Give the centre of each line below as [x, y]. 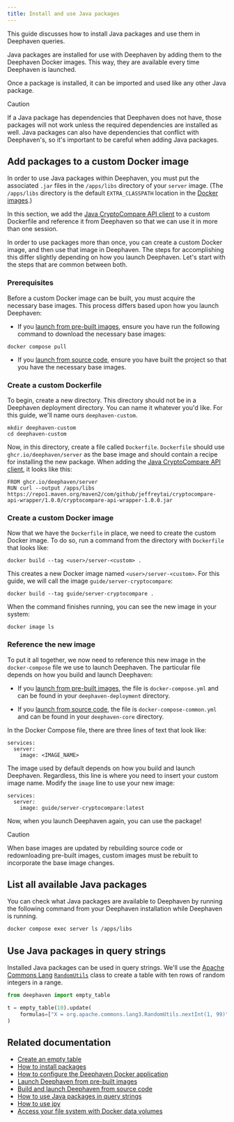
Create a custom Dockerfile [55, 385]
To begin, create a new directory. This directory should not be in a [102, 400]
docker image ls [31, 627]
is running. [23, 916]
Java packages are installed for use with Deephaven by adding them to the [115, 54]
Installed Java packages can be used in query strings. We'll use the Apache [116, 968]
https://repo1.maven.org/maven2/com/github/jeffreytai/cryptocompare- [112, 494]
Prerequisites [30, 283]
